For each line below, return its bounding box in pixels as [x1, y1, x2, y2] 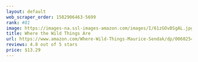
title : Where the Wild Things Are [6, 31, 91, 37]
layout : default [6, 8, 46, 15]
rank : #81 [6, 19, 31, 25]
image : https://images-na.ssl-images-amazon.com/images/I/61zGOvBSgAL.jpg [6, 25, 194, 31]
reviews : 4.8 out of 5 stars [6, 42, 78, 48]
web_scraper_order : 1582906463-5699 [6, 14, 96, 20]
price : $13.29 [6, 47, 41, 53]
